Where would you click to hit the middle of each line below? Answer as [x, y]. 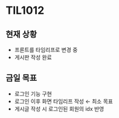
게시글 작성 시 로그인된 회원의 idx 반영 [59, 108]
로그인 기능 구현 [33, 93]
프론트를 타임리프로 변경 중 [46, 50]
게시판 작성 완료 [33, 57]
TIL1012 [25, 11]
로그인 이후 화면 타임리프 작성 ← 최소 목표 [63, 101]
